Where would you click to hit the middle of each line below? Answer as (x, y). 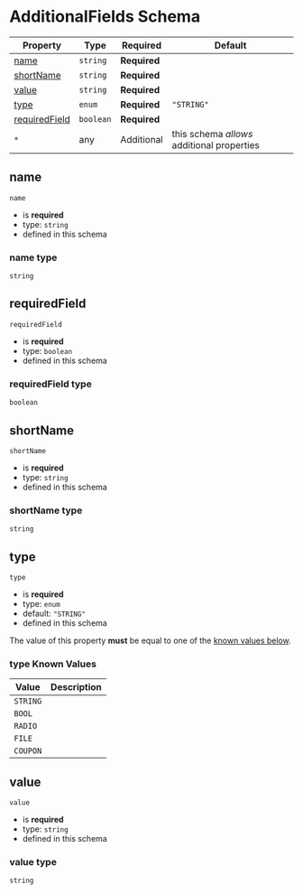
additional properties (216, 144)
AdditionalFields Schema (105, 17)
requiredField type (50, 384)
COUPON (28, 751)
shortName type (46, 510)
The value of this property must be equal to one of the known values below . (150, 641)
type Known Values (53, 664)
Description (76, 687)
